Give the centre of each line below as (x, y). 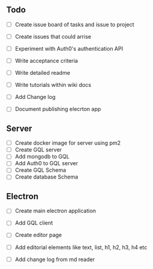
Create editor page (38, 235)
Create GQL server (38, 150)
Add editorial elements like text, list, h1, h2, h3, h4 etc (81, 247)
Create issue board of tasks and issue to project (74, 24)
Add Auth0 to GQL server (46, 163)
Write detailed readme (42, 73)
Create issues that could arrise (53, 36)
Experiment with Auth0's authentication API (69, 48)
